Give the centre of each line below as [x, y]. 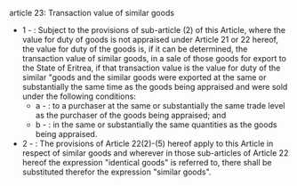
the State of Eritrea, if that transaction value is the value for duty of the [151, 68]
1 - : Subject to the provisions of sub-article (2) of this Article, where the [154, 30]
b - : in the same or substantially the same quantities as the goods [156, 125]
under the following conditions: [79, 96]
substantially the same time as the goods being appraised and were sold [155, 87]
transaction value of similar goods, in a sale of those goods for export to [154, 58]
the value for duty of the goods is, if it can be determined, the [135, 49]
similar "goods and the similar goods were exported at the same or [144, 77]
